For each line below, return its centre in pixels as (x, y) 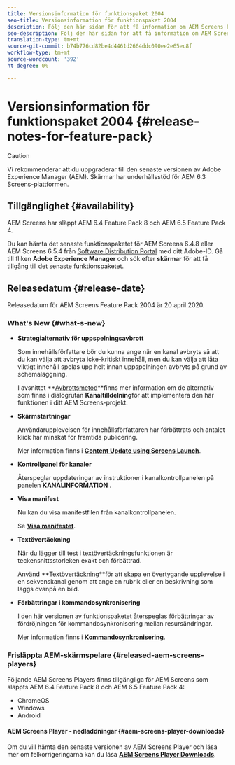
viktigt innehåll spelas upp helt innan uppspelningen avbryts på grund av (122, 367)
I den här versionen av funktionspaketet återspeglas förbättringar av (116, 616)
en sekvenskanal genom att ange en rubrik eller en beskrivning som (115, 582)
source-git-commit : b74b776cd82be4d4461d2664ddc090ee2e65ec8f (100, 46)
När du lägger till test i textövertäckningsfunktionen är (95, 553)
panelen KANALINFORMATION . (64, 485)
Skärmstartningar (44, 416)
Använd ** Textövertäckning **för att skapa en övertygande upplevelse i (121, 574)
